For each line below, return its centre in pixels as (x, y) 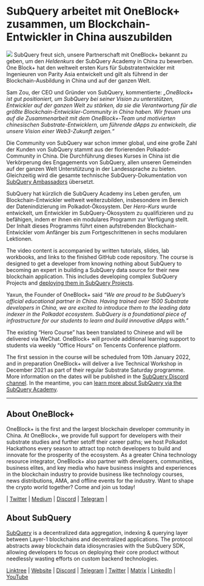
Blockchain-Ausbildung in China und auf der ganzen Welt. (79, 80)
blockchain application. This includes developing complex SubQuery (92, 276)
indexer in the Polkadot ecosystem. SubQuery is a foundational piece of (96, 314)
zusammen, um (46, 24)
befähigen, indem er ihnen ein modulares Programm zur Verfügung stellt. (98, 219)
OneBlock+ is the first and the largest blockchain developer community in (98, 429)
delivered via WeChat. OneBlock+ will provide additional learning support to (101, 338)
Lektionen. (19, 239)
